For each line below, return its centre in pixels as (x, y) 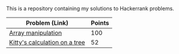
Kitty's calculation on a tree (47, 42)
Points (100, 23)
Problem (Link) (47, 23)
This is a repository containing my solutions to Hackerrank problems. (90, 9)
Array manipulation (36, 33)
